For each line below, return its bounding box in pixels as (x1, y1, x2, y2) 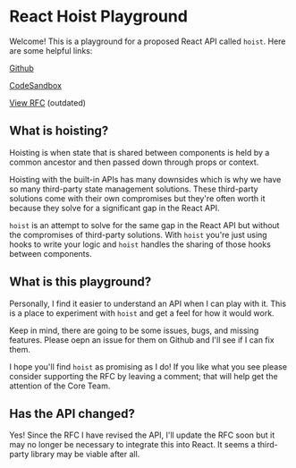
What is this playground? (9, 275, 152, 290)
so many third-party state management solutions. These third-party (9, 183, 258, 194)
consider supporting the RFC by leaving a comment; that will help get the (9, 370, 279, 381)
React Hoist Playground (9, 6, 188, 27)
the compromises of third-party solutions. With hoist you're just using (9, 229, 267, 240)
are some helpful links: (9, 45, 93, 55)
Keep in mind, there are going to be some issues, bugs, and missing (9, 325, 259, 336)
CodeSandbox (9, 80, 63, 90)
